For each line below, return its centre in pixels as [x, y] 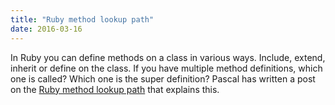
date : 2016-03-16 [46, 29]
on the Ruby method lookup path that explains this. [115, 89]
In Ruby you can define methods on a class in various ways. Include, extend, [168, 57]
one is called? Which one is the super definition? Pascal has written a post [163, 78]
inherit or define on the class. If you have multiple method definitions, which [166, 68]
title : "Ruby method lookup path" [82, 19]
